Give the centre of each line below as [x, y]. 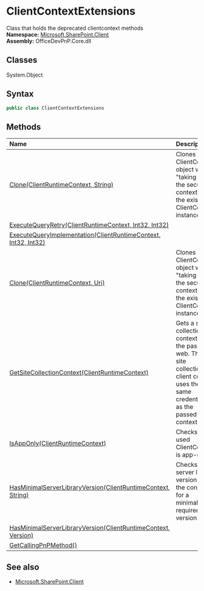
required [188, 511]
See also [23, 567]
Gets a [185, 323]
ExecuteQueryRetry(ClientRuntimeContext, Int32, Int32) [89, 225]
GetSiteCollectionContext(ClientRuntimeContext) [79, 372]
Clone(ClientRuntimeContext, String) [62, 185]
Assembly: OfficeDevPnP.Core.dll [49, 41]
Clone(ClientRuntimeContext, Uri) [57, 283]
